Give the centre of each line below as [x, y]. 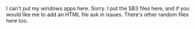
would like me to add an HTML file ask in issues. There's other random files [97, 14]
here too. [17, 21]
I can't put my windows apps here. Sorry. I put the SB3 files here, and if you [98, 8]
